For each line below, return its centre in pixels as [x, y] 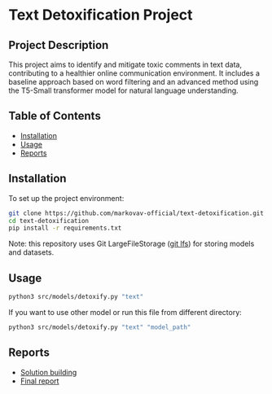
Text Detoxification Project [101, 15]
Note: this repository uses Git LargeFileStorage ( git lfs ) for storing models [132, 244]
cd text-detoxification [49, 221]
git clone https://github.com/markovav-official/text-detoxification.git [136, 213]
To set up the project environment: [66, 198]
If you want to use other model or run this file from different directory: [125, 312]
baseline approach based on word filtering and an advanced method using [134, 82]
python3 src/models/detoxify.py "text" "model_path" [100, 327]
